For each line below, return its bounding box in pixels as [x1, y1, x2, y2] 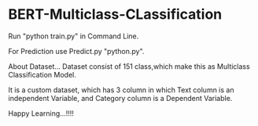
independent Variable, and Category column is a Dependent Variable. [8, 93, 233, 103]
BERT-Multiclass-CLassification [8, 5, 223, 23]
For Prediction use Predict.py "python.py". [8, 46, 145, 56]
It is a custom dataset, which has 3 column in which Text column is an [8, 85, 234, 95]
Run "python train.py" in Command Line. [8, 31, 139, 41]
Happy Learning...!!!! [8, 108, 75, 118]
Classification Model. [8, 70, 76, 79]
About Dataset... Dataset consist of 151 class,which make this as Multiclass [8, 61, 250, 71]
